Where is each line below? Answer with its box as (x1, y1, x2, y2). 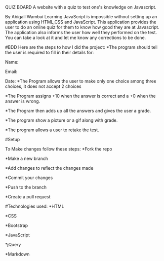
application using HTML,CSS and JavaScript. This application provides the (5, 19, 157, 25)
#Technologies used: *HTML (5, 203, 64, 209)
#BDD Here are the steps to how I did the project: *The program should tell (5, 44, 158, 50)
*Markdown (5, 251, 30, 257)
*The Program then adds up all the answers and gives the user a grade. (5, 108, 151, 113)
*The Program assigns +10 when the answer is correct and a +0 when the (5, 93, 156, 99)
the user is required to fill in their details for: (5, 49, 94, 55)
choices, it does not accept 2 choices (5, 83, 82, 89)
